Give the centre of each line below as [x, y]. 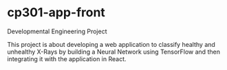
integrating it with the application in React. [67, 58]
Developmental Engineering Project [57, 31]
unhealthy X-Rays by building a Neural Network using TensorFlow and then [113, 52]
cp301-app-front [56, 13]
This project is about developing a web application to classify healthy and [111, 44]
